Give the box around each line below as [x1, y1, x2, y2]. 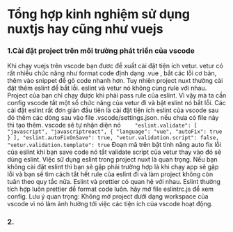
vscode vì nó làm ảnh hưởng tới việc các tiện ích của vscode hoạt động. [7, 200, 214, 208]
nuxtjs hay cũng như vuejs [7, 21, 163, 37]
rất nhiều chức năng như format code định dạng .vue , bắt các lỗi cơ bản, [7, 69, 217, 77]
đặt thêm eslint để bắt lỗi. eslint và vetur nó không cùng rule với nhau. [7, 84, 207, 93]
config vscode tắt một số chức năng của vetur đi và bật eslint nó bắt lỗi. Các [7, 99, 226, 107]
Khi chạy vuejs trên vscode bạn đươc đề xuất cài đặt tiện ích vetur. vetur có [7, 62, 224, 70]
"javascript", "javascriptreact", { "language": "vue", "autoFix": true [7, 128, 223, 135]
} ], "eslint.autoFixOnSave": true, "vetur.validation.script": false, [7, 134, 219, 141]
